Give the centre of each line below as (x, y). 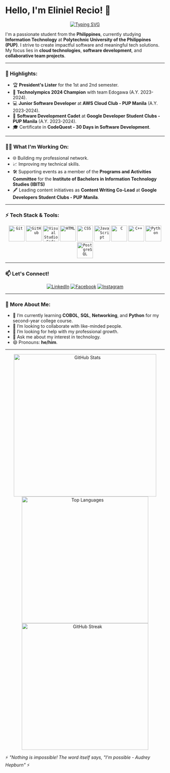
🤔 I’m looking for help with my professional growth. (66, 332)
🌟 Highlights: (22, 73)
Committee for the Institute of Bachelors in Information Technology (84, 179)
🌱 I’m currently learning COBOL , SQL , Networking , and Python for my (86, 316)
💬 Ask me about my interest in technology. (57, 337)
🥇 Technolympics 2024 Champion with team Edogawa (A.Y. (76, 92)
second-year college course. (43, 321)
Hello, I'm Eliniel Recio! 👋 (58, 10)
